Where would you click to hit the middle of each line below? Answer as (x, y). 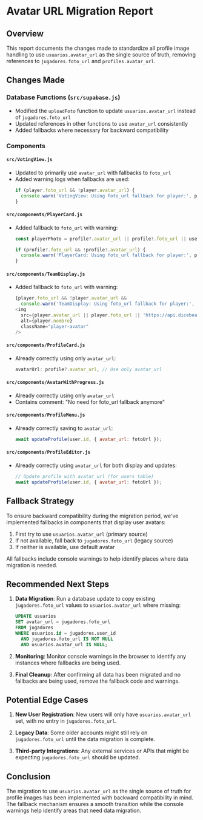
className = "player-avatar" (55, 326)
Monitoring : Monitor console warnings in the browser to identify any (101, 656)
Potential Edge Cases (48, 700)
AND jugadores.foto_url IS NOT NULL (67, 639)
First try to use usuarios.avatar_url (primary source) (82, 534)
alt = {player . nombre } (47, 321)
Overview (25, 34)
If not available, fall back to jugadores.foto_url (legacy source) (94, 540)
